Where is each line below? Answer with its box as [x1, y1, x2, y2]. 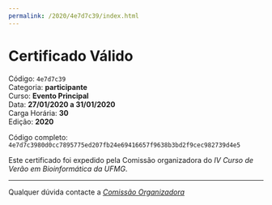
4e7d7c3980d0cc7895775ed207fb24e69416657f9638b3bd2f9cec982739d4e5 [8, 141, 241, 149]
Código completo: [8, 132, 69, 142]
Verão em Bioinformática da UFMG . [8, 164, 128, 173]
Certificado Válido [8, 46, 134, 65]
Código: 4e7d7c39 [8, 74, 66, 83]
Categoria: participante [8, 82, 87, 92]
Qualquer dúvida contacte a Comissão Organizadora [8, 187, 185, 197]
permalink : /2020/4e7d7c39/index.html [8, 11, 139, 20]
